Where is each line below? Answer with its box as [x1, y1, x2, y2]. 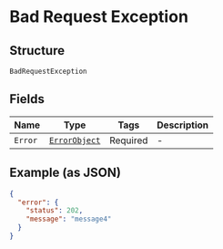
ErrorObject [48, 135, 101, 145]
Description [157, 119, 209, 131]
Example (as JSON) [9, 165, 121, 181]
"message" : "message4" [25, 214, 112, 224]
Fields [9, 91, 46, 107]
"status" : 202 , [25, 206, 84, 215]
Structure [9, 43, 66, 58]
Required [108, 134, 148, 147]
